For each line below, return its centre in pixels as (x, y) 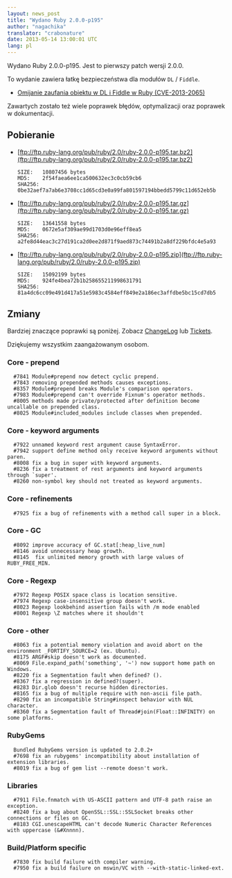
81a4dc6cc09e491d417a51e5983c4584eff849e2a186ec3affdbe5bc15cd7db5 (116, 292)
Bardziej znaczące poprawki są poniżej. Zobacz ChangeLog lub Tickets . (110, 331)
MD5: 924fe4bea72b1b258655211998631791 (79, 281)
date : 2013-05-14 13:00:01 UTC (52, 40)
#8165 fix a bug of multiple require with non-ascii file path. (108, 694)
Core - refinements (40, 499)
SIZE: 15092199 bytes (52, 274)
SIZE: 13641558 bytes (52, 223)
